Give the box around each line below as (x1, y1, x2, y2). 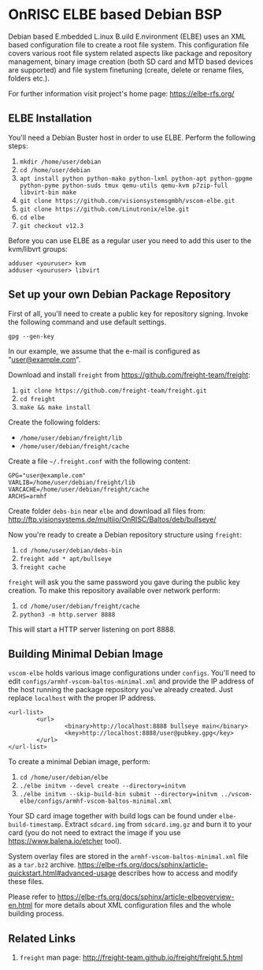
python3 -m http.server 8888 (19, 610, 116, 619)
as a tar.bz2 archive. (8, 860, 76, 870)
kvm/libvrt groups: (8, 244, 69, 253)
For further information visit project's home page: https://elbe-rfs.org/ (8, 88, 235, 98)
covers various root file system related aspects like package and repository (8, 48, 252, 58)
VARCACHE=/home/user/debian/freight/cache (8, 485, 150, 493)
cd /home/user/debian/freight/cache (19, 602, 140, 610)
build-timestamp (8, 821, 61, 830)
